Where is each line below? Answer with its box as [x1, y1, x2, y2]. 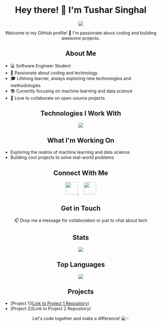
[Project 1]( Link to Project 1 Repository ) [10, 300, 90, 306]
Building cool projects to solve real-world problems [10, 154, 114, 160]
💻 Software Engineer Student [10, 62, 71, 68]
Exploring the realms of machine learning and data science [10, 149, 130, 155]
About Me [65, 49, 97, 58]
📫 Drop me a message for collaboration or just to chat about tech [14, 217, 148, 223]
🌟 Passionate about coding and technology [10, 70, 98, 76]
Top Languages [56, 261, 105, 269]
